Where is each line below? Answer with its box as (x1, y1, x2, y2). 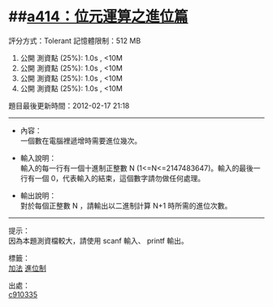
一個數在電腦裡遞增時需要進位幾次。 (19, 136, 142, 145)
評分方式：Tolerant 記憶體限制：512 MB (8, 36, 141, 45)
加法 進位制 (8, 263, 46, 273)
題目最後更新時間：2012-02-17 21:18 (8, 101, 130, 110)
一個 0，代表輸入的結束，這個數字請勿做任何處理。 (34, 173, 206, 183)
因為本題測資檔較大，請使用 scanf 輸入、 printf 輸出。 (8, 236, 188, 245)
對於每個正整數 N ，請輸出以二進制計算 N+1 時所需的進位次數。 (19, 201, 232, 210)
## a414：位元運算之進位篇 (8, 7, 188, 26)
